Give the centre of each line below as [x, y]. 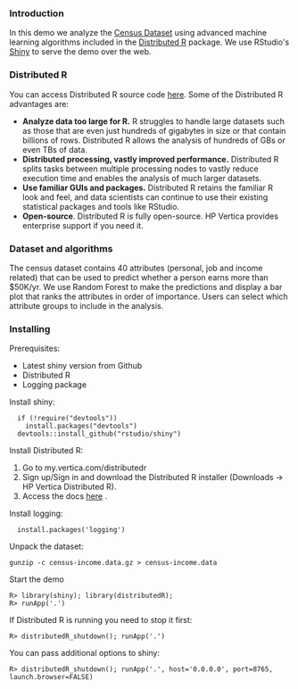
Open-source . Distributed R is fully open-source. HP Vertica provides [150, 216]
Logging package [54, 385]
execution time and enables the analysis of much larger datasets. [141, 178]
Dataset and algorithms [61, 248]
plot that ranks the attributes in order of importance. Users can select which [149, 296]
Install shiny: [32, 402]
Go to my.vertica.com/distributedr [84, 468]
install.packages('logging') [71, 530]
